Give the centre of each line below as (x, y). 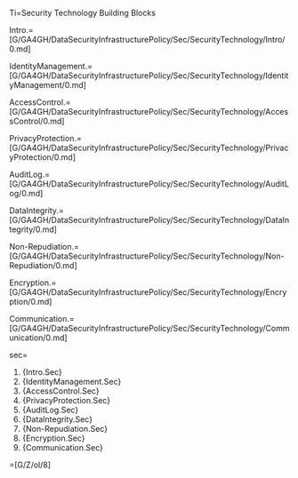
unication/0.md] (39, 338)
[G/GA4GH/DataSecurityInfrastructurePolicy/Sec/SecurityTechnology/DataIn (149, 220)
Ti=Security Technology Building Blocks (82, 13)
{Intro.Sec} (42, 372)
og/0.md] (26, 193)
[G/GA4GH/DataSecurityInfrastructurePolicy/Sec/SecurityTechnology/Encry (148, 292)
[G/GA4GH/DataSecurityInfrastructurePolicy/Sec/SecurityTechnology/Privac (149, 147)
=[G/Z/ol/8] (30, 465)
